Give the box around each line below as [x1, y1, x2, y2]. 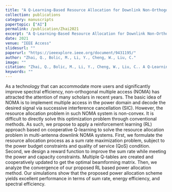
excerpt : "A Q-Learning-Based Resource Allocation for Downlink [5, 31, 145, 36]
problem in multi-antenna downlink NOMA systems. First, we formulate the [5, 132, 163, 138]
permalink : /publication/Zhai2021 [5, 27, 79, 32]
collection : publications [5, 12, 60, 17]
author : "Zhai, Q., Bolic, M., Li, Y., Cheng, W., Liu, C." [5, 55, 137, 60]
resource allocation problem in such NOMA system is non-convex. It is [5, 110, 154, 116]
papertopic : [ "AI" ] [5, 21, 47, 27]
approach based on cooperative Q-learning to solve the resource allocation [5, 127, 164, 133]
